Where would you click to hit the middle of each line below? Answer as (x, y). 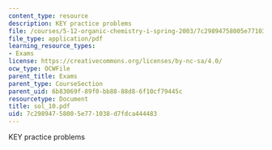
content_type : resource (49, 16)
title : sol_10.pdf (39, 106)
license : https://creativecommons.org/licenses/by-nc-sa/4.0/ (115, 62)
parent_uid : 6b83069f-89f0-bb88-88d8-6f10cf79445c (96, 91)
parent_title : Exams (43, 76)
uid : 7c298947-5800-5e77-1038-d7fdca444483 (83, 114)
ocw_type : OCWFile (39, 69)
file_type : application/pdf (56, 39)
